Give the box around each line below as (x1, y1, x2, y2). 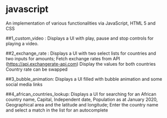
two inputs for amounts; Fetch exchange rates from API (6, 55, 120, 61)
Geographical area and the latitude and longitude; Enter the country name (6, 101, 158, 107)
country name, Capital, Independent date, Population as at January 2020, (6, 96, 158, 102)
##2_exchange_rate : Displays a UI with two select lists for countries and (6, 50, 156, 56)
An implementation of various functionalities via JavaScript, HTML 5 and (6, 20, 156, 26)
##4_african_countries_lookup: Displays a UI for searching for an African (6, 91, 156, 97)
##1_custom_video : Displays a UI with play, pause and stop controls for (6, 35, 154, 41)
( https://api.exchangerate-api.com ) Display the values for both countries (6, 61, 156, 67)
